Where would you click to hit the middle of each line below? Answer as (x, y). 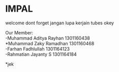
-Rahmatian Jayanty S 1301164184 (41, 54)
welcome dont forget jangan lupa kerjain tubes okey (60, 23)
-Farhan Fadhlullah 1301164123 (38, 49)
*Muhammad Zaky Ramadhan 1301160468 (50, 43)
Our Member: (19, 32)
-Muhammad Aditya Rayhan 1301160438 (48, 38)
